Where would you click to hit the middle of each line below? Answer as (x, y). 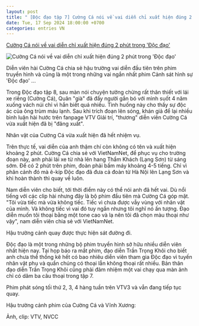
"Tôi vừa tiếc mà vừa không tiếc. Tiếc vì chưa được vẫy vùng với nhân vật (96, 202)
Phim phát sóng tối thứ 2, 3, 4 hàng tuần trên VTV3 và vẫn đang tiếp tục (94, 287)
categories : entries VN (36, 28)
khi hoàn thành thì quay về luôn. (45, 178)
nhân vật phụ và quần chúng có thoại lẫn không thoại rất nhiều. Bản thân (95, 263)
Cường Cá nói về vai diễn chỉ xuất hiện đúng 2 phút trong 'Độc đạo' (88, 45)
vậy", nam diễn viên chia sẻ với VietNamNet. (60, 221)
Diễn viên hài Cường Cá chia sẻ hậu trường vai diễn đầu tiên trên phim (91, 68)
